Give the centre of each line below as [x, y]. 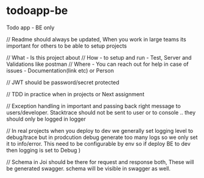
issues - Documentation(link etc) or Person [60, 70]
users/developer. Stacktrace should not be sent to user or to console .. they [101, 112]
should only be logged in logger [46, 119]
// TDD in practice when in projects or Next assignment [76, 94]
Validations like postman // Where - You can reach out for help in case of [97, 64]
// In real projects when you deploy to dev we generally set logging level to [100, 130]
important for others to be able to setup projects [67, 46]
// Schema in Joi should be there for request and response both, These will [100, 162]
